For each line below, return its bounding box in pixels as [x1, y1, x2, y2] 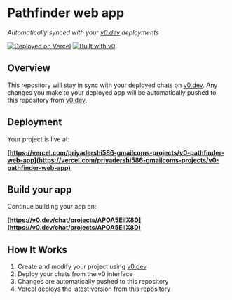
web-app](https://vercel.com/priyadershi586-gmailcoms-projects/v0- [7, 156, 219, 164]
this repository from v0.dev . [7, 96, 88, 104]
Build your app [7, 183, 72, 195]
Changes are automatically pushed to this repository [17, 278, 169, 286]
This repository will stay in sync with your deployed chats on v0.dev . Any [7, 81, 218, 89]
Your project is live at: [7, 135, 70, 143]
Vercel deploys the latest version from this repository [17, 285, 171, 293]
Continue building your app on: [7, 202, 97, 211]
